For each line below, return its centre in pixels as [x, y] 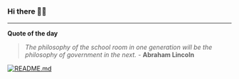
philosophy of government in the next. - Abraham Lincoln [109, 55]
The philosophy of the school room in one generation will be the [118, 47]
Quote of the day [33, 33]
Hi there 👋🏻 [27, 11]
